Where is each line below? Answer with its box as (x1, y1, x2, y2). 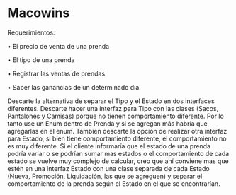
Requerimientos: (7, 28, 55, 37)
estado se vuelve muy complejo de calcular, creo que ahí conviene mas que (7, 157, 229, 165)
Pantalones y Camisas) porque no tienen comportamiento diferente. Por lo (7, 112, 225, 120)
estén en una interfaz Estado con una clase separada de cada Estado (7, 164, 210, 172)
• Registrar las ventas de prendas (7, 69, 106, 78)
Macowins (7, 5, 70, 21)
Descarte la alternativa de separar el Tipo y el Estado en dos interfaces (7, 97, 215, 105)
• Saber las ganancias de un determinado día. (7, 83, 142, 91)
